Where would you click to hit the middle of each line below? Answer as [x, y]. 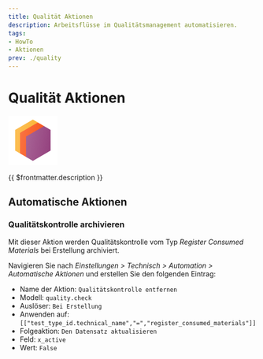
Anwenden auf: [44, 314]
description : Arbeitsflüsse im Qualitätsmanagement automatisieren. [123, 25]
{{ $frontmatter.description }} [56, 177]
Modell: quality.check [56, 297]
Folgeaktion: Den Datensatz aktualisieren [88, 331]
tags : [17, 33]
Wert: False [38, 347]
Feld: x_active [43, 339]
